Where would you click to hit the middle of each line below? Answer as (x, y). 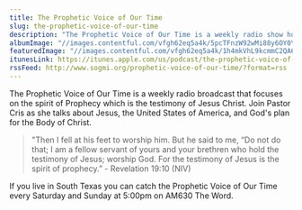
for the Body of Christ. (51, 122)
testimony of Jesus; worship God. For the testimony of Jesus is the (155, 159)
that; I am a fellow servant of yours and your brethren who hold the (155, 149)
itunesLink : (31, 59)
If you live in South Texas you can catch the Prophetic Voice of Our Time (143, 186)
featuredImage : (38, 51)
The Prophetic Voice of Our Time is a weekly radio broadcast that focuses (146, 93)
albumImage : (31, 43)
